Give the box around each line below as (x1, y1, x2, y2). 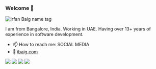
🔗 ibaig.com (12, 49, 38, 55)
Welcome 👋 (5, 5, 34, 12)
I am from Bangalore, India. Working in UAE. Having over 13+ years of (5, 26, 151, 32)
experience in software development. (5, 31, 84, 38)
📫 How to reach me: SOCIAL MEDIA (12, 42, 90, 48)
